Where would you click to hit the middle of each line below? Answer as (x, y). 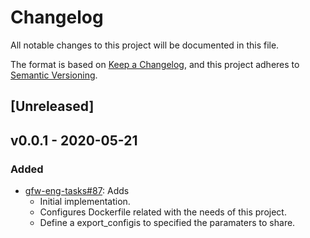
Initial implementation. (85, 202)
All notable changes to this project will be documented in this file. (145, 45)
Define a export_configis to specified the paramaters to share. (167, 223)
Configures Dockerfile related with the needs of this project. (163, 212)
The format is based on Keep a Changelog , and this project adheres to (155, 64)
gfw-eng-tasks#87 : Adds (77, 191)
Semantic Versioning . (54, 75)
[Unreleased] (52, 106)
